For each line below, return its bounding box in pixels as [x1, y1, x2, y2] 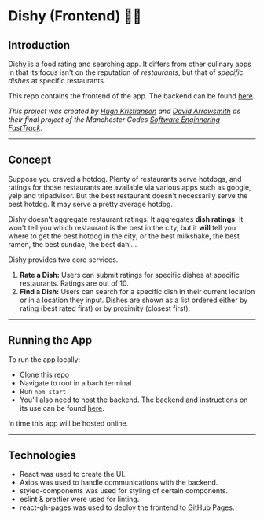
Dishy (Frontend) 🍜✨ [8, 7, 142, 25]
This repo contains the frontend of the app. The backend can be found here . [8, 91, 255, 101]
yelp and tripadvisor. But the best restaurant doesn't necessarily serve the [8, 190, 248, 200]
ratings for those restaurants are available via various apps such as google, [8, 183, 251, 192]
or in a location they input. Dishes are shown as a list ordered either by [19, 295, 248, 304]
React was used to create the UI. [19, 470, 126, 479]
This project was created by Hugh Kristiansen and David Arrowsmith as [8, 106, 241, 116]
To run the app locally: [8, 354, 81, 364]
